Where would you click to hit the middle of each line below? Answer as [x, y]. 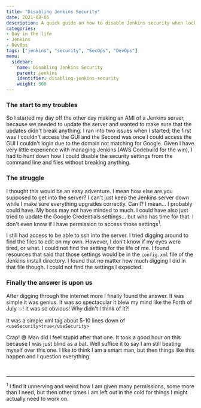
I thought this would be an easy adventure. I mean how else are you [90, 191]
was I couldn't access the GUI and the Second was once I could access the [99, 137]
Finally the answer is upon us [49, 283]
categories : [21, 28]
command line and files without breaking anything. [68, 163]
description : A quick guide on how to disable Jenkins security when [95, 23]
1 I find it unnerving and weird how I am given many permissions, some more [100, 385]
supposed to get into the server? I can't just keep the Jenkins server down [98, 197]
